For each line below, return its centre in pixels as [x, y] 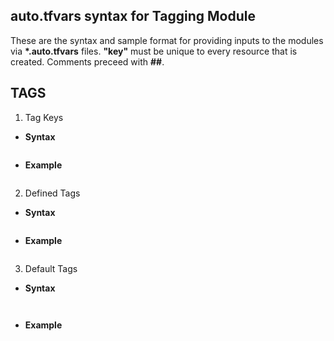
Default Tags [51, 268]
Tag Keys [44, 117]
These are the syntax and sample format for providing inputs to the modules [167, 40]
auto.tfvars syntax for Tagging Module [133, 16]
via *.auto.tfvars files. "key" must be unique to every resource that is [154, 51]
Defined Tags [52, 193]
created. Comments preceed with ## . [87, 61]
